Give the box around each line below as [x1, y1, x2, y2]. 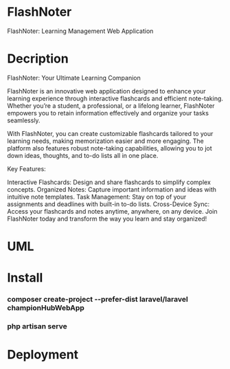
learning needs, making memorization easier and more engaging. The [7, 137, 204, 145]
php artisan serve [7, 322, 67, 331]
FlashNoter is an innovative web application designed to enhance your [7, 87, 206, 95]
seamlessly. [7, 116, 41, 124]
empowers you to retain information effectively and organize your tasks [7, 109, 209, 117]
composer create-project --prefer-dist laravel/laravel [7, 295, 189, 304]
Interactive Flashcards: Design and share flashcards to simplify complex [7, 178, 211, 186]
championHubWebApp [7, 303, 84, 313]
